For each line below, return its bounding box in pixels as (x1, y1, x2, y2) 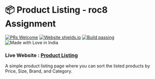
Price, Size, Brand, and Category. (5, 68, 73, 74)
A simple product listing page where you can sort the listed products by (5, 63, 150, 69)
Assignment (5, 18, 56, 29)
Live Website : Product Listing (5, 52, 78, 58)
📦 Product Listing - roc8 (5, 4, 108, 16)
